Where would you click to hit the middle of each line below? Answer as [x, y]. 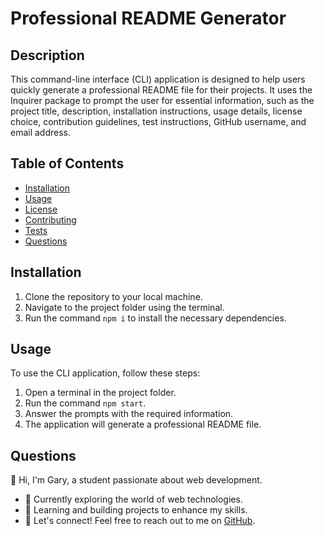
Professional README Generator [148, 18]
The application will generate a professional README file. [143, 424]
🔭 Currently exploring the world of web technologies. [133, 499]
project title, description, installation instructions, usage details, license [156, 111]
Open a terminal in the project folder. [100, 393]
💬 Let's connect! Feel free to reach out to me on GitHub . [140, 521]
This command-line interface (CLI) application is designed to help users [158, 79]
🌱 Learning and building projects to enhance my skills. [136, 510]
